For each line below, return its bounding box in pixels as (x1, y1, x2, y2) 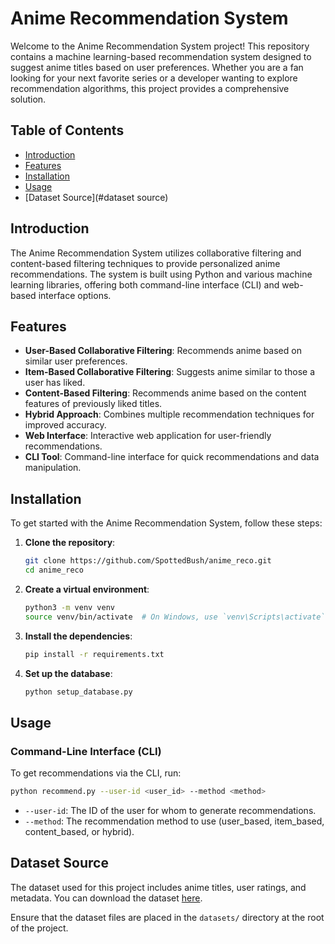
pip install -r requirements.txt (24, 649, 165, 659)
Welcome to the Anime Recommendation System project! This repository (10, 40, 310, 52)
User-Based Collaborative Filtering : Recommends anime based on (24, 345, 302, 357)
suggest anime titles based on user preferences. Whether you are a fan (10, 61, 304, 73)
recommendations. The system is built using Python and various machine (10, 268, 313, 280)
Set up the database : (24, 667, 113, 679)
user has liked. (24, 377, 86, 389)
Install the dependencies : (24, 630, 133, 642)
